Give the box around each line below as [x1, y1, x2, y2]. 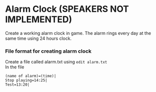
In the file [5, 64, 25, 70]
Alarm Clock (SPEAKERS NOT [5, 3, 129, 15]
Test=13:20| [5, 82, 30, 87]
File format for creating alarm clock [5, 48, 92, 55]
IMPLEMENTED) [5, 14, 72, 25]
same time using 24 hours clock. [5, 35, 72, 41]
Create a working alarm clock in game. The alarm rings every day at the [5, 30, 151, 36]
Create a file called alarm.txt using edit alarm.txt [5, 59, 107, 65]
